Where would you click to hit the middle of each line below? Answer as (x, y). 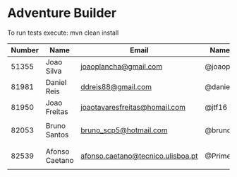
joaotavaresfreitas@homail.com (133, 107)
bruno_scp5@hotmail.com (124, 130)
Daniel (56, 82)
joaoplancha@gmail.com (122, 67)
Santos (57, 135)
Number (25, 50)
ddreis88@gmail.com (116, 86)
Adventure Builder (62, 13)
